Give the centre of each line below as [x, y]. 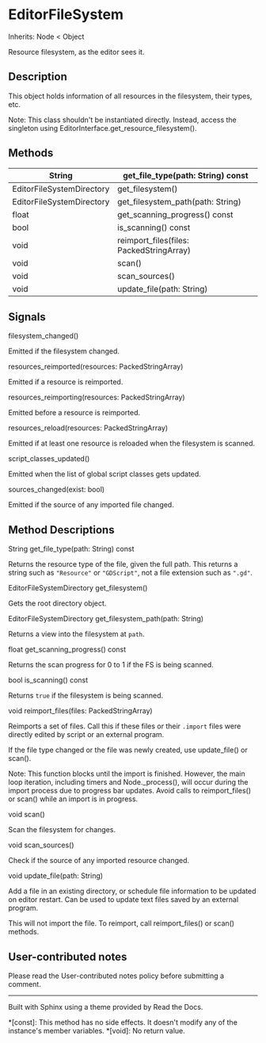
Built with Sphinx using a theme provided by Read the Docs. [106, 1007]
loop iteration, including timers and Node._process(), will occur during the [128, 782]
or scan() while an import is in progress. [73, 799]
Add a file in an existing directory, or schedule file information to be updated [132, 891]
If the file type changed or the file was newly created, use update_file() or [128, 750]
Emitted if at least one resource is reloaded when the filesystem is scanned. [132, 443]
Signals [27, 317]
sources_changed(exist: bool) [57, 490]
